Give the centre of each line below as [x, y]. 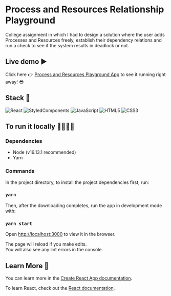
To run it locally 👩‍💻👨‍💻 [40, 126]
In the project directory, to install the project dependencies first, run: [77, 182]
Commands [20, 171]
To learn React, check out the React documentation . [60, 288]
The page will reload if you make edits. [46, 244]
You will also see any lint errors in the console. [54, 250]
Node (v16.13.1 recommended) [44, 152]
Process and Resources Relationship [85, 10]
